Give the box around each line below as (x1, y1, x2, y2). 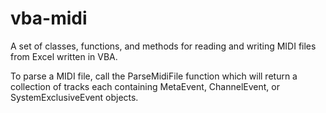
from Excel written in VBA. (10, 50, 118, 62)
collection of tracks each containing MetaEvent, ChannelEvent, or (10, 80, 280, 92)
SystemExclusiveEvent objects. (10, 91, 139, 103)
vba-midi (10, 7, 88, 30)
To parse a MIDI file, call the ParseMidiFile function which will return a (10, 70, 298, 82)
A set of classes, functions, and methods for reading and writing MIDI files (10, 40, 317, 52)
